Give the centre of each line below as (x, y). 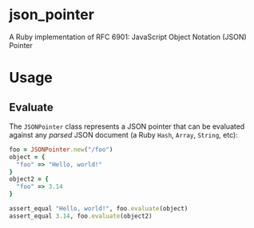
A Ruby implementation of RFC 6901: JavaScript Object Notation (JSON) (128, 37)
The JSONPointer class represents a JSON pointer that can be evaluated (127, 126)
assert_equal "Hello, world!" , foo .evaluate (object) (99, 209)
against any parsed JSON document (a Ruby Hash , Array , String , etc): (123, 134)
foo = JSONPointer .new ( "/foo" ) (61, 150)
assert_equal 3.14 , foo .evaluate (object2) (81, 216)
